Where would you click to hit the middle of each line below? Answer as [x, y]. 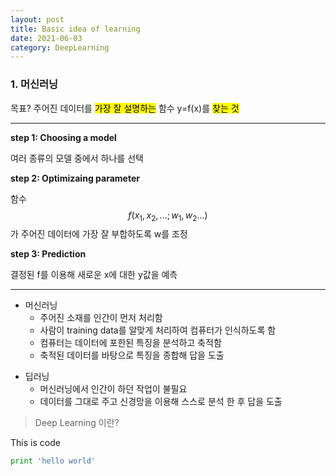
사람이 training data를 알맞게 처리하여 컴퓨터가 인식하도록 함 [158, 330]
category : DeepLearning [60, 47]
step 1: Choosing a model [63, 137]
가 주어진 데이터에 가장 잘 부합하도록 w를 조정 [99, 234]
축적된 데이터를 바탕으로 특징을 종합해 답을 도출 [132, 355]
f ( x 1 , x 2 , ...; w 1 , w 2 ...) [168, 216]
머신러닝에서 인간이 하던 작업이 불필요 [113, 389]
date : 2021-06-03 [46, 38]
